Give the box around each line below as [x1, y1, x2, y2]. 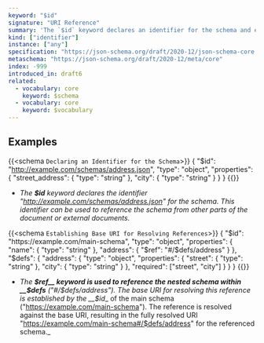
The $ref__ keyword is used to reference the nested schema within [19, 276, 242, 286]
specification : [8, 48, 58, 56]
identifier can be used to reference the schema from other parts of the [19, 205, 248, 214]
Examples [8, 135, 57, 149]
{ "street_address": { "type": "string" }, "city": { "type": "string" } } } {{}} [8, 173, 240, 182]
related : [8, 77, 37, 85]
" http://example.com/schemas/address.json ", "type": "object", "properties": [8, 164, 254, 173]
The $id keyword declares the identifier [19, 188, 148, 197]
